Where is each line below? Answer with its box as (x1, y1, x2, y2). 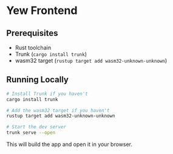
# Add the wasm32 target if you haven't (6, 107, 110, 113)
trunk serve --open (6, 130, 56, 136)
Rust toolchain (15, 44, 52, 51)
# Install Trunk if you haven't (6, 91, 88, 97)
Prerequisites (6, 28, 58, 38)
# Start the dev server (6, 124, 67, 130)
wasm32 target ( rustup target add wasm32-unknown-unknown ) (15, 57, 168, 64)
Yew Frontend (6, 4, 78, 18)
